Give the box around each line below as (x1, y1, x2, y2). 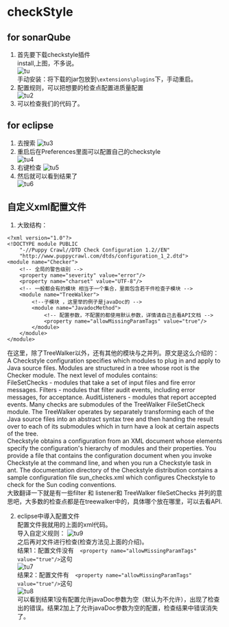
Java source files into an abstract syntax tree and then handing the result (7, 415, 214, 423)
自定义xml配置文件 (7, 201, 87, 213)
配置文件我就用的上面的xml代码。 (16, 520, 112, 529)
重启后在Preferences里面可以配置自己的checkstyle (16, 147, 161, 155)
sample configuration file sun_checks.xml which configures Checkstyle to (7, 473, 216, 481)
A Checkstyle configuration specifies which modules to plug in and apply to (7, 356, 221, 365)
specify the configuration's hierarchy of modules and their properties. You (7, 444, 217, 452)
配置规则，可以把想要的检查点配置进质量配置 (16, 84, 144, 91)
